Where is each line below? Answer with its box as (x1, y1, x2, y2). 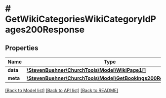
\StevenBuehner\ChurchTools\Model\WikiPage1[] (26, 67, 146, 73)
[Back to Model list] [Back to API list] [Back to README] (5, 88, 119, 93)
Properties (5, 44, 39, 52)
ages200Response (5, 24, 85, 35)
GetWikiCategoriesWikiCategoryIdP (5, 13, 157, 25)
